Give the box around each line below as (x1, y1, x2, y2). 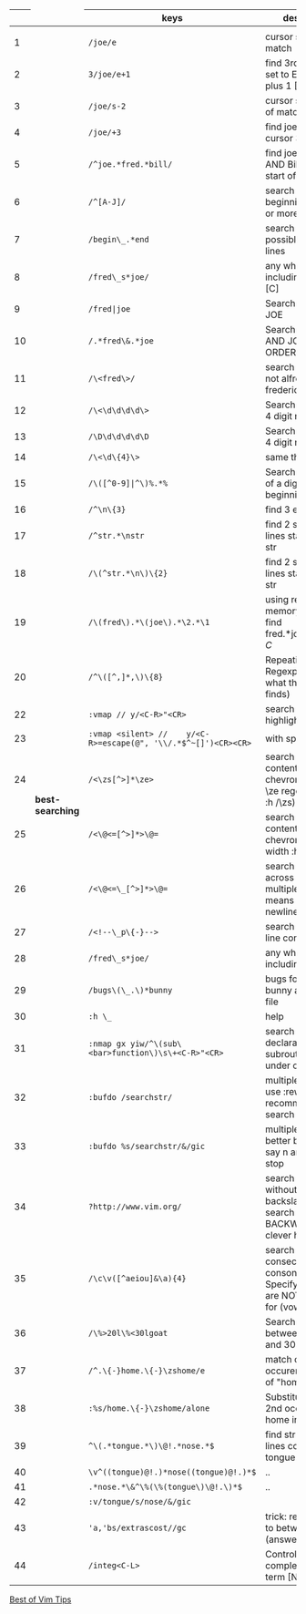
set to (265, 68, 290, 80)
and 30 (265, 1339, 296, 1351)
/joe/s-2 (87, 101, 127, 111)
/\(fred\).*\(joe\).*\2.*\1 (87, 617, 210, 627)
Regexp (265, 665, 298, 677)
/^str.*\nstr (87, 530, 145, 540)
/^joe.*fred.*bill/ (87, 159, 173, 170)
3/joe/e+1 (87, 69, 131, 79)
